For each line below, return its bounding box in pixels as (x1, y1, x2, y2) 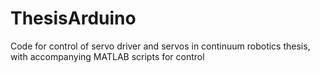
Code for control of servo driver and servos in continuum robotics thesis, (10, 40, 311, 52)
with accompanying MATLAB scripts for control (10, 50, 205, 62)
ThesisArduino (10, 7, 137, 30)
